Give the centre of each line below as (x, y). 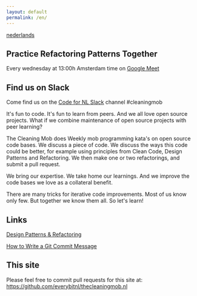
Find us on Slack (38, 88)
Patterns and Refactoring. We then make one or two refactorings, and (93, 158)
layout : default (27, 12)
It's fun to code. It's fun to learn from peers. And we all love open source (97, 114)
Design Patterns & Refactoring (44, 234)
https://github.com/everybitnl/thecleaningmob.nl (67, 286)
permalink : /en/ (27, 18)
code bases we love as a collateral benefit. (60, 183)
